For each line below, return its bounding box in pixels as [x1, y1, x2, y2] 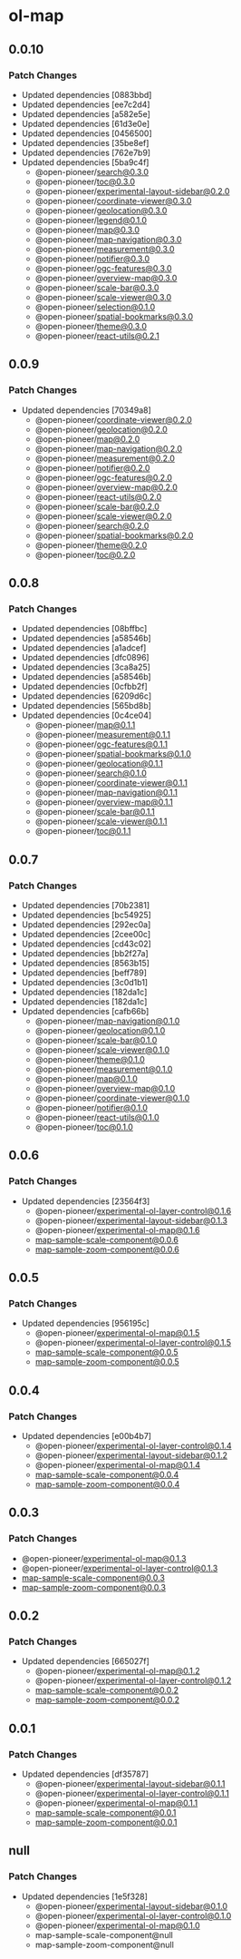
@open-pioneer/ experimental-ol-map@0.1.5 [34, 1327, 200, 1338]
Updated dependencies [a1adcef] [21, 642, 147, 653]
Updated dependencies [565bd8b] [21, 700, 151, 711]
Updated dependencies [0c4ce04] [21, 710, 152, 721]
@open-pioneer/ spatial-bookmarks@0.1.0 [34, 749, 192, 759]
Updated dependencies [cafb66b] [21, 1005, 149, 1016]
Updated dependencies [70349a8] [21, 405, 151, 416]
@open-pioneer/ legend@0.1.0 [34, 214, 147, 225]
